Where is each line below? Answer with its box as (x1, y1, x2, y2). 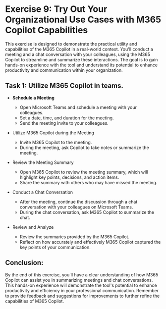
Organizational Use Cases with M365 (5, 14, 162, 25)
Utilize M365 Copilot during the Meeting (12, 130, 94, 136)
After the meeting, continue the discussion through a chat (19, 199, 138, 205)
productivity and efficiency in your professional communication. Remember (5, 287, 159, 293)
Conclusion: (5, 258, 44, 267)
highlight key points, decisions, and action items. (19, 174, 119, 180)
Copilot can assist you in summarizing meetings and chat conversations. (5, 277, 153, 283)
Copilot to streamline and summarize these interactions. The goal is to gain (5, 56, 158, 62)
